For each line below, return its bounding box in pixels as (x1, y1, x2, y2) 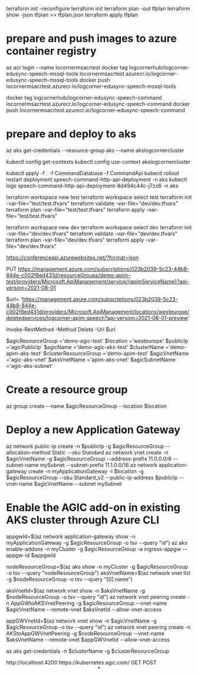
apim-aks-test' (6, 350, 42, 357)
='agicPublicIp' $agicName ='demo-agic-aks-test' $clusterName (6, 343, 164, 350)
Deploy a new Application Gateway (6, 423, 181, 436)
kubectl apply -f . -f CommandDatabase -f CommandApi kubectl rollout (6, 169, 180, 176)
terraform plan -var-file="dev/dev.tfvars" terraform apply (6, 236, 144, 243)
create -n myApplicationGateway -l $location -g (28, 467, 144, 475)
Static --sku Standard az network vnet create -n (52, 449, 169, 456)
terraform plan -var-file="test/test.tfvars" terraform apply (6, 206, 146, 213)
